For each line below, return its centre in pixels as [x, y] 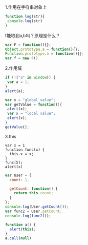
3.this [11, 136]
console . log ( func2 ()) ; [28, 216]
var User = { [18, 175]
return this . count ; [34, 193]
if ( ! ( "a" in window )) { [30, 78]
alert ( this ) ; [23, 229]
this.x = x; [22, 154]
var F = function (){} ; [28, 45]
